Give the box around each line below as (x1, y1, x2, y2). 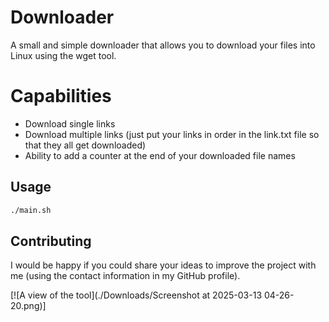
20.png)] (10, 300, 47, 312)
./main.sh (10, 205, 52, 215)
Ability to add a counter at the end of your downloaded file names (24, 149, 296, 161)
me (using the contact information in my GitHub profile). (10, 270, 241, 282)
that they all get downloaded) (24, 139, 147, 151)
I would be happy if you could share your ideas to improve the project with (10, 259, 317, 271)
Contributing (10, 232, 92, 250)
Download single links (24, 117, 116, 130)
